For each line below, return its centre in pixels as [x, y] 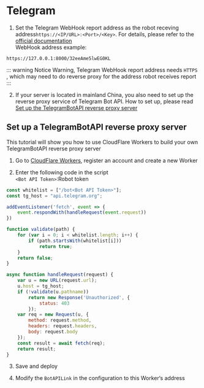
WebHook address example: [51, 47]
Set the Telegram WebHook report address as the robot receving [97, 28]
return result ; [37, 349]
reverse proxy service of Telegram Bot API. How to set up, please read [104, 101]
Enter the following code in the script [62, 172]
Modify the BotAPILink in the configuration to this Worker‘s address [100, 378]
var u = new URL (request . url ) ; [57, 281]
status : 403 [54, 303]
